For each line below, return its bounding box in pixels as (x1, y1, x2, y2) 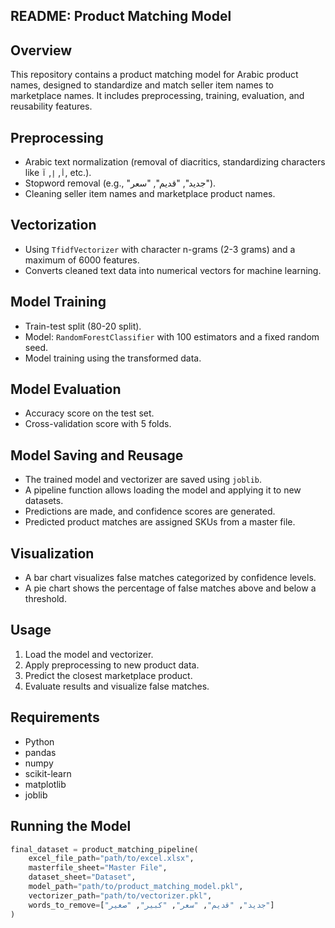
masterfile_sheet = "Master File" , (28, 863, 168, 873)
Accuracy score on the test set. (24, 407, 155, 419)
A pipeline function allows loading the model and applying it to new (24, 484, 302, 496)
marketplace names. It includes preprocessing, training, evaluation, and (10, 90, 305, 102)
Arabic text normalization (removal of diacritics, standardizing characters (24, 156, 326, 168)
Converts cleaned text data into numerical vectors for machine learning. (24, 264, 322, 276)
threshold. (24, 593, 67, 605)
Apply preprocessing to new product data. (24, 659, 200, 671)
